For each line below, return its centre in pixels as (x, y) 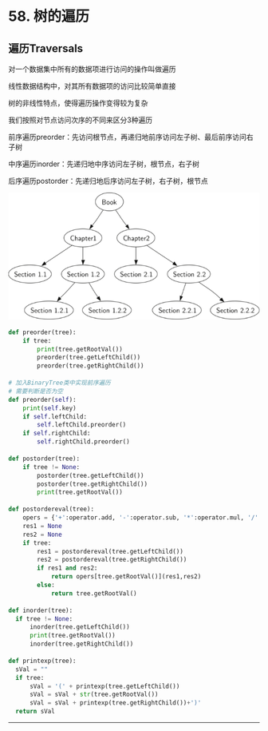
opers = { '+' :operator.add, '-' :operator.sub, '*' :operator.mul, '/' (141, 518)
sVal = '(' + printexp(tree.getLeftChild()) (104, 686)
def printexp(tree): (43, 661)
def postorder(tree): (44, 459)
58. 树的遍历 (49, 16)
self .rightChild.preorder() (83, 442)
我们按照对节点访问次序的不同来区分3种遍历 (81, 120)
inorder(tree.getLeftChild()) (79, 627)
